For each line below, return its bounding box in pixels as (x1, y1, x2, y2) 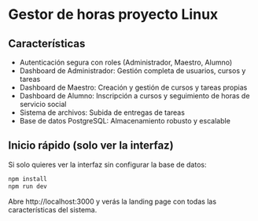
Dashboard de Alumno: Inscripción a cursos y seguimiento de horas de (19, 91, 250, 100)
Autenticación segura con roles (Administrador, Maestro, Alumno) (19, 57, 233, 67)
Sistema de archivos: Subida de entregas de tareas (19, 108, 185, 117)
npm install (8, 175, 47, 182)
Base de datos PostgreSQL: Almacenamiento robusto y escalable (19, 116, 230, 125)
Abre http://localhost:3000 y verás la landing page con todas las (8, 197, 217, 206)
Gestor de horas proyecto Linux (8, 6, 219, 24)
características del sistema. (8, 204, 98, 214)
